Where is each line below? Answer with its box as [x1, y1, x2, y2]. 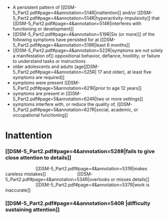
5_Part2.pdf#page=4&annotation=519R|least [12, 42, 106, 48]
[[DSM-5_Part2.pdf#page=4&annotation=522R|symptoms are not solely [12, 48, 163, 53]
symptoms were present [12, 80, 63, 86]
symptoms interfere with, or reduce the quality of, [12, 101, 116, 107]
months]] [110, 42, 130, 48]
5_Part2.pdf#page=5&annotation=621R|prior [12, 85, 106, 91]
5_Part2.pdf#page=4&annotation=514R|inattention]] [12, 10, 121, 16]
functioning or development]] [12, 26, 74, 32]
